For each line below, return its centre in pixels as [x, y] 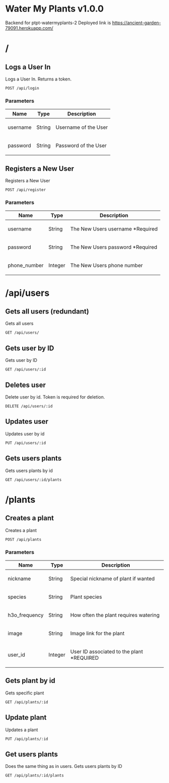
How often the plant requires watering [115, 615]
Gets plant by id [30, 681]
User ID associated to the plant [107, 651]
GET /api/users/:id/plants [33, 480]
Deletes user [26, 385]
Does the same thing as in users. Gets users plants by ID [64, 766]
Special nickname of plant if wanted [112, 578]
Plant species [86, 597]
